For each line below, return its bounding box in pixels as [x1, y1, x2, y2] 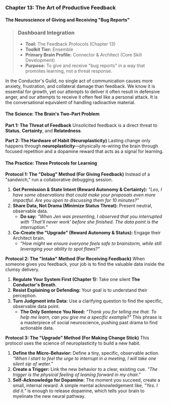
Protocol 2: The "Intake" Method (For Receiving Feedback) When [5, 256, 145, 262]
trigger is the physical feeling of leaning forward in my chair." [12, 371, 141, 378]
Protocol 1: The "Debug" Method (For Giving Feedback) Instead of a [5, 171, 150, 177]
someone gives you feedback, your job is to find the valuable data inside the [5, 261, 165, 267]
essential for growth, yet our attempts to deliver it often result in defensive [5, 88, 160, 95]
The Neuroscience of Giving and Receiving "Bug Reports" [5, 17, 130, 23]
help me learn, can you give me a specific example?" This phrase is [20, 314, 162, 320]
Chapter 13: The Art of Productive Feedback [5, 4, 116, 11]
